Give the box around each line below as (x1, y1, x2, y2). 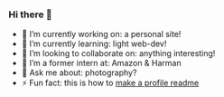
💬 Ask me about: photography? (21, 67, 137, 78)
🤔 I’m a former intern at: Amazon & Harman (21, 58, 182, 69)
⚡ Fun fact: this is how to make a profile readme (21, 77, 200, 89)
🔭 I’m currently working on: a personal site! (21, 29, 182, 40)
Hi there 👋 (8, 8, 53, 21)
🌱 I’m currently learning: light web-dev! (21, 38, 167, 49)
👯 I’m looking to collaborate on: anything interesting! (21, 48, 216, 59)
